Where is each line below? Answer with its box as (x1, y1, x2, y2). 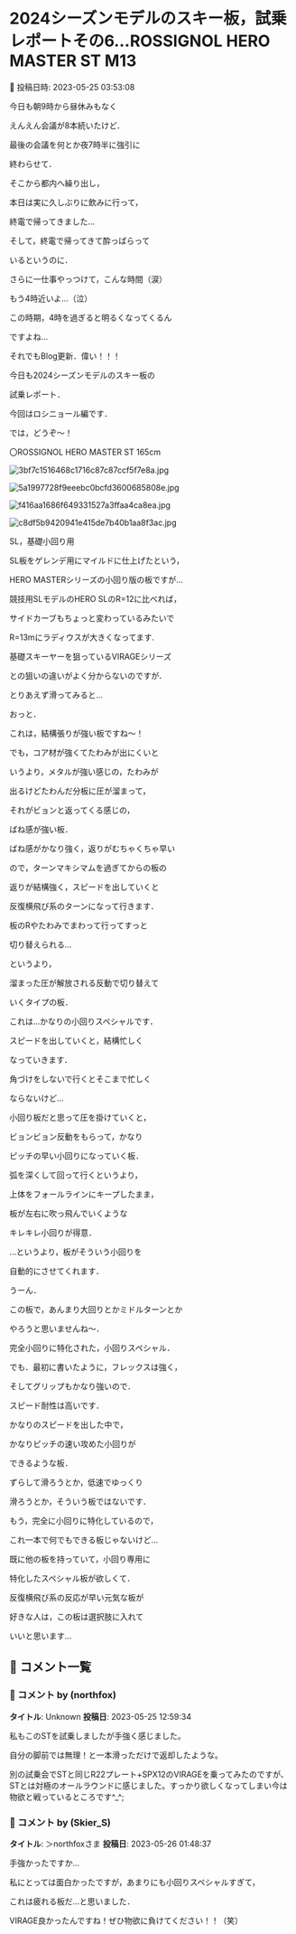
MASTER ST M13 (9, 51, 137, 71)
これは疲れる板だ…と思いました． (9, 1895, 135, 1907)
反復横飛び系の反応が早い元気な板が (9, 1591, 144, 1602)
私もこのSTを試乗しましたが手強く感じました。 (9, 1730, 186, 1741)
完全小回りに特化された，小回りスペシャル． (9, 1342, 175, 1353)
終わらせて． (9, 158, 57, 169)
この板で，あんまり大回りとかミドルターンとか (9, 1303, 183, 1315)
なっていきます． (9, 1054, 72, 1065)
